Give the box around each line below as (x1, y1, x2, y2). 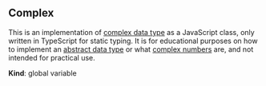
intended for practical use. (8, 53, 96, 62)
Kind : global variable (8, 68, 78, 78)
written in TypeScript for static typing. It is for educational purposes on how (8, 36, 258, 45)
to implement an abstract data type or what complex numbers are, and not (8, 44, 254, 54)
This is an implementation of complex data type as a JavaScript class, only (8, 27, 255, 37)
